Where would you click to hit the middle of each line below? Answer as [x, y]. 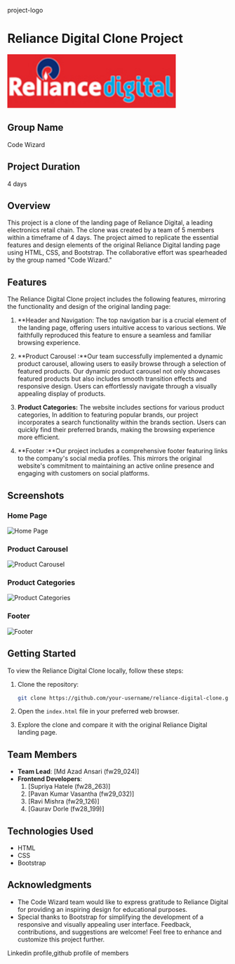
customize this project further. [61, 939]
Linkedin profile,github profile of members [68, 953]
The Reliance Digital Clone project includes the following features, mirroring [116, 299]
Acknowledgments [50, 885]
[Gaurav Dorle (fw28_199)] [66, 809]
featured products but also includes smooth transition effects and [112, 379]
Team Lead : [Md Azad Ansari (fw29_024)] [78, 772]
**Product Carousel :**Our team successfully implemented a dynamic [120, 356]
